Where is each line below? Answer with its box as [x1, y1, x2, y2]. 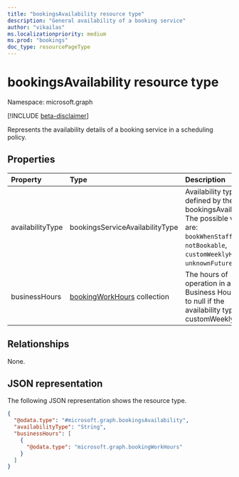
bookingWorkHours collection [70, 291, 169, 301]
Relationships [7, 338, 70, 350]
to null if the [184, 296, 225, 306]
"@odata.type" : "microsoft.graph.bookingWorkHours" [26, 443, 183, 451]
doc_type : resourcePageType [7, 43, 91, 51]
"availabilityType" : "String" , [14, 424, 107, 431]
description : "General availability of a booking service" [7, 17, 186, 24]
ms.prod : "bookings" [7, 37, 69, 44]
